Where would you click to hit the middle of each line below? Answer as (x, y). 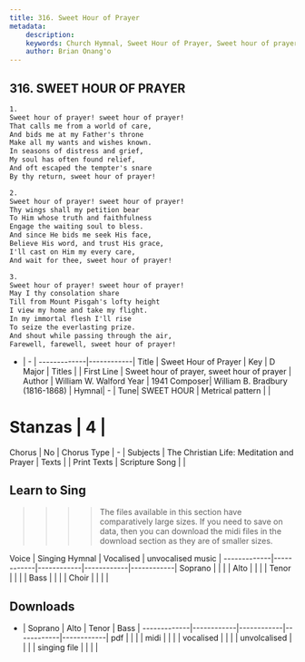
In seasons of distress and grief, (77, 151)
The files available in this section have (171, 512)
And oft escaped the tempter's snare (81, 169)
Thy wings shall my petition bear (75, 209)
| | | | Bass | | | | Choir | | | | (59, 578)
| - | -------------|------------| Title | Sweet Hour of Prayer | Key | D (149, 361)
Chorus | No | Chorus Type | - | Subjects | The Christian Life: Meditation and (152, 452)
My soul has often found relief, (73, 160)
